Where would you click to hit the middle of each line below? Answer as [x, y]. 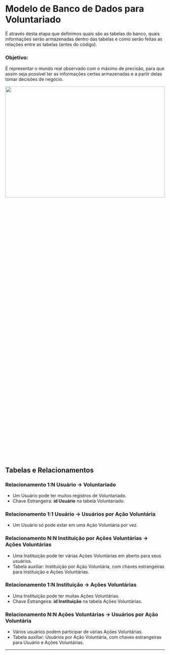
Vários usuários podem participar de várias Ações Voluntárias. [78, 632]
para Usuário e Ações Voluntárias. [48, 643]
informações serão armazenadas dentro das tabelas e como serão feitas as [84, 39]
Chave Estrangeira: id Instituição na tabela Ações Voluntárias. [77, 601]
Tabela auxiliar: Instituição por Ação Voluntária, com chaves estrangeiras [89, 566]
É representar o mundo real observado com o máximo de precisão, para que [85, 68]
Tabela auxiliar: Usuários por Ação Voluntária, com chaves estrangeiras [87, 637]
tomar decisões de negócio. [34, 80]
